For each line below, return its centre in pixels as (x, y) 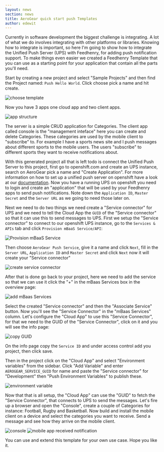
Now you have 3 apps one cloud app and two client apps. (63, 107)
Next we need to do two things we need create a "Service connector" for (79, 208)
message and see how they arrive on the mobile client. (60, 421)
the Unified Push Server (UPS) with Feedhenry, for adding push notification (81, 53)
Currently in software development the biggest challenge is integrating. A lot (82, 37)
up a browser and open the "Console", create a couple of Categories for (78, 406)
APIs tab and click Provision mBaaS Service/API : (54, 229)
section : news (20, 14)
